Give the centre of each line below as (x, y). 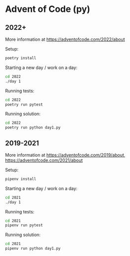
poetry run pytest (24, 104)
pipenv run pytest (24, 225)
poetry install (21, 58)
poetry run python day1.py (33, 128)
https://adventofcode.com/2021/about (44, 160)
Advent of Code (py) (48, 9)
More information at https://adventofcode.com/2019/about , (65, 155)
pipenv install (21, 179)
